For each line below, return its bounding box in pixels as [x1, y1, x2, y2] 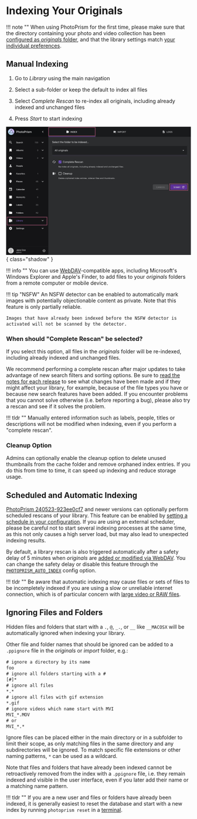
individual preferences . [6, 42, 62, 49]
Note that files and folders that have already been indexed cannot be [6, 763, 172, 771]
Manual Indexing [6, 59, 69, 69]
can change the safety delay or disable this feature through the [6, 561, 158, 568]
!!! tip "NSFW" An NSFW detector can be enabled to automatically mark [6, 291, 179, 298]
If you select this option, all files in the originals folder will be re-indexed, [6, 347, 182, 355]
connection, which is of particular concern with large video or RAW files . [6, 591, 181, 598]
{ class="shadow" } [6, 255, 53, 262]
